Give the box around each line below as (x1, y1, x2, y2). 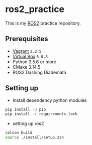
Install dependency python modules (12, 97, 87, 103)
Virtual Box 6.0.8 (12, 53, 48, 59)
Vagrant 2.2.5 (12, 48, 42, 54)
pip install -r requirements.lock (5, 111, 78, 116)
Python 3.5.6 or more (12, 59, 57, 65)
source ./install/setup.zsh (5, 135, 64, 140)
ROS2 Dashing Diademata (12, 69, 66, 75)
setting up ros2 (12, 120, 44, 126)
